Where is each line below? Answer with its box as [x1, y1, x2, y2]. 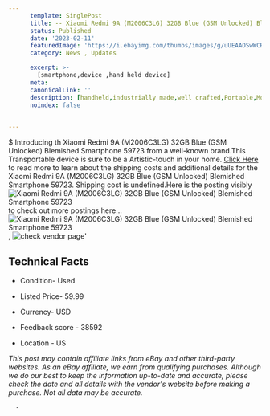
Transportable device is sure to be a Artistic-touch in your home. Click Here [8, 154, 259, 165]
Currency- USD [19, 307, 72, 316]
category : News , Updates [29, 49, 117, 57]
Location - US [19, 338, 67, 348]
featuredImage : [29, 42, 81, 50]
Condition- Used [19, 275, 76, 285]
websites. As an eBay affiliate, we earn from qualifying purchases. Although [8, 362, 261, 372]
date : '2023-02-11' [29, 34, 95, 43]
